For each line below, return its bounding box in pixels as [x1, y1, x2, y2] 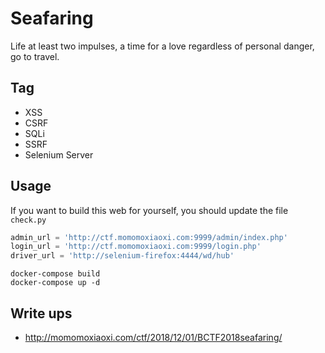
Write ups [10, 305, 73, 322]
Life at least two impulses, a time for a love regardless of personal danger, [10, 40, 315, 52]
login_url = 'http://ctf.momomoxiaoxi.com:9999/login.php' [10, 242, 262, 252]
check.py [10, 215, 47, 225]
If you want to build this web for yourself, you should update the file [10, 204, 289, 216]
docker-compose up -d [10, 278, 101, 288]
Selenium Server [24, 148, 94, 161]
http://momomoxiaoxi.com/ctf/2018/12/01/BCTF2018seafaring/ [24, 332, 283, 343]
